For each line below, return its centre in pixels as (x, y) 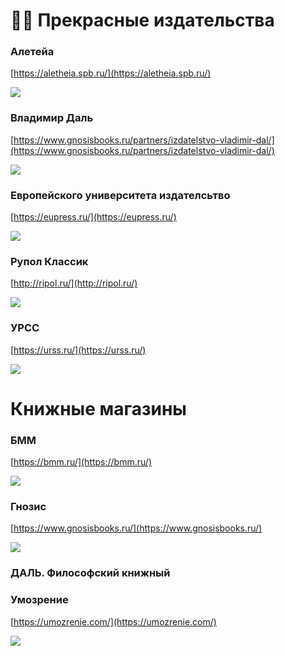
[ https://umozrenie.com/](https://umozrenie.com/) (113, 621)
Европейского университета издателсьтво (120, 195)
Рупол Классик (49, 261)
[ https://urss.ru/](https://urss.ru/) (78, 350)
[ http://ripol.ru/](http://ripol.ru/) (74, 283)
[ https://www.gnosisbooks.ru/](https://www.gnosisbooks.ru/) (136, 528)
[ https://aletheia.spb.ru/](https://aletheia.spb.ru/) (111, 73)
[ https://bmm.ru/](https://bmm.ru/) (81, 462)
